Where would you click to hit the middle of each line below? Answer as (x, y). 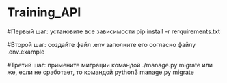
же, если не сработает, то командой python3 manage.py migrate (101, 72)
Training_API (44, 13)
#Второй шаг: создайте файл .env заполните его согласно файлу (102, 44)
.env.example (26, 52)
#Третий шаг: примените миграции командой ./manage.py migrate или (110, 65)
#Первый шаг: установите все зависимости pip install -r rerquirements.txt (114, 31)
